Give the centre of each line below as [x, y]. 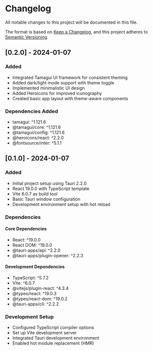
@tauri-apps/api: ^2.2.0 [36, 250]
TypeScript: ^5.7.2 [30, 277]
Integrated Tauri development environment [56, 338]
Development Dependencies [35, 267]
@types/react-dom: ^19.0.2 [40, 299]
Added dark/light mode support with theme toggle [63, 82]
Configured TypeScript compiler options [53, 328]
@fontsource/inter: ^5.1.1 [37, 143]
